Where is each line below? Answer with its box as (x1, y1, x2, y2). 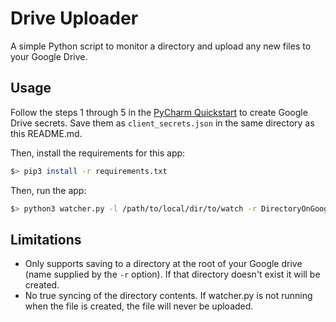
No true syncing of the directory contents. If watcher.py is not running (24, 290, 313, 302)
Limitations (10, 231, 82, 248)
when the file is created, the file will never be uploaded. (24, 300, 254, 312)
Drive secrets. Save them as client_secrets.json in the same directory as (10, 117, 315, 129)
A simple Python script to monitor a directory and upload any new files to (10, 40, 312, 52)
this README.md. (10, 127, 83, 139)
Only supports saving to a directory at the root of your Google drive (24, 258, 303, 270)
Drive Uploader (10, 7, 139, 30)
